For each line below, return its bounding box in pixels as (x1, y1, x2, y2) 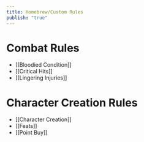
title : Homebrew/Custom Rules (6, 9, 84, 15)
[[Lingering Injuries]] (15, 74, 67, 81)
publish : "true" (6, 15, 48, 21)
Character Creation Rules (6, 95, 138, 110)
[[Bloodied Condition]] (15, 61, 72, 69)
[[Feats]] (15, 122, 37, 130)
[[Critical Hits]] (15, 68, 53, 75)
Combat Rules (6, 41, 80, 55)
